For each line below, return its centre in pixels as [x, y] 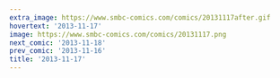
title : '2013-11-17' [48, 59]
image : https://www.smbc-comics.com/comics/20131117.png [118, 34]
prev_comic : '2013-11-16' [57, 51]
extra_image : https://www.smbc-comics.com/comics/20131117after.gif [140, 17]
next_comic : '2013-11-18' [57, 43]
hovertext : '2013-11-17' [56, 26]
